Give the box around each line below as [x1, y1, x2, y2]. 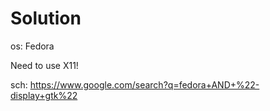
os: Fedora [10, 40, 55, 52]
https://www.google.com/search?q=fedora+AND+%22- [29, 78, 260, 91]
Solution [10, 7, 82, 30]
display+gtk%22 [10, 89, 78, 101]
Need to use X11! [10, 59, 79, 71]
